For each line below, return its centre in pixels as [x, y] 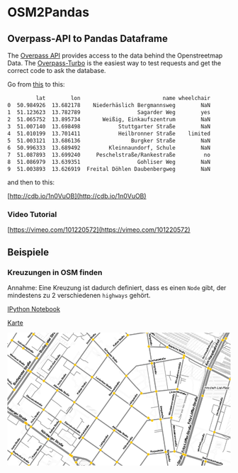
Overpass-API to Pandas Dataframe [87, 39]
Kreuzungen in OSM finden [55, 272]
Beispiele [28, 252]
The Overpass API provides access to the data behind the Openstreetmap [115, 55]
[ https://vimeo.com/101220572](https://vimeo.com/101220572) [99, 230]
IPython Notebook [34, 308]
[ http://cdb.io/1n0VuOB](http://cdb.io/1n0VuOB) [77, 196]
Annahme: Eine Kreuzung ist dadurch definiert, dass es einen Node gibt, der [117, 287]
